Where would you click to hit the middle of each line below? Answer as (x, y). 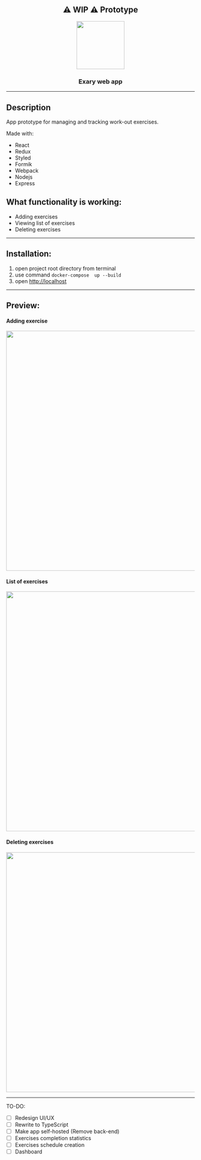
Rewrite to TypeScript (42, 1125)
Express (25, 183)
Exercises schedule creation (50, 1144)
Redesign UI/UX (35, 1117)
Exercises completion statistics (53, 1138)
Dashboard (28, 1152)
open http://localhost (41, 281)
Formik (23, 164)
